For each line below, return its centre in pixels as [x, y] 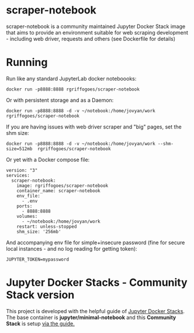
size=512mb [19, 149]
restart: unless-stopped [47, 226]
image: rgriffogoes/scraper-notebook [63, 185]
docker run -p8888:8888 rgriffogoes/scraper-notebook [73, 89]
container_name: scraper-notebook [58, 190]
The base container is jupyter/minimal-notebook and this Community [91, 317]
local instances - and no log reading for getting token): [72, 248]
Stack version [40, 295]
